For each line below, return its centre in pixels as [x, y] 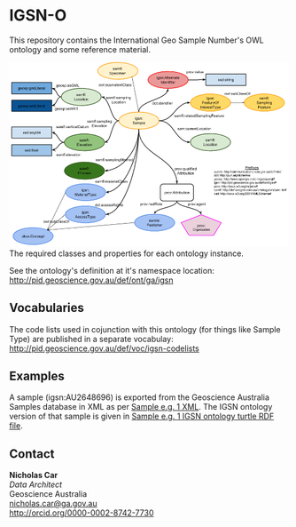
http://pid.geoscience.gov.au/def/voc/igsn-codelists [104, 348]
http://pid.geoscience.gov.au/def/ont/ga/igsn [91, 280]
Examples [37, 375]
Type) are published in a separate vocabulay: [92, 339]
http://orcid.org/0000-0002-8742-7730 [82, 513]
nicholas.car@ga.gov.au [53, 504]
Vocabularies [47, 308]
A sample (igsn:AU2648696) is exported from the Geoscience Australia [140, 397]
